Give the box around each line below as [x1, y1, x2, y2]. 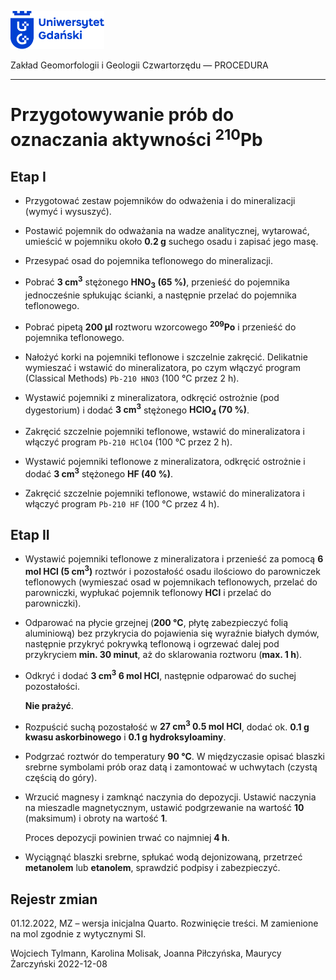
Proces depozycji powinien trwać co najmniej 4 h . [24, 832, 230, 844]
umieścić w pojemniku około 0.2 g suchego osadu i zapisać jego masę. [24, 236, 319, 248]
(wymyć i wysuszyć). [24, 206, 112, 218]
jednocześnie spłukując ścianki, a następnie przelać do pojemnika [24, 289, 297, 301]
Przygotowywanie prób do [10, 104, 235, 126]
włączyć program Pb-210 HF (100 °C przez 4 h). [24, 497, 220, 510]
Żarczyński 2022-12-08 [10, 958, 108, 970]
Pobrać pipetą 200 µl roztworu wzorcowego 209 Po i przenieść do [24, 319, 297, 333]
